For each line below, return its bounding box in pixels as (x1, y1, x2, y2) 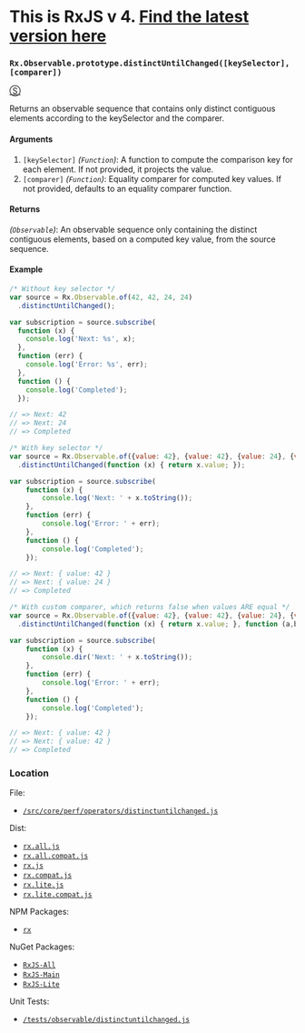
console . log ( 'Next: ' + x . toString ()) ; (42, 494, 193, 503)
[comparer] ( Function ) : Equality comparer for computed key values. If (22, 173, 281, 184)
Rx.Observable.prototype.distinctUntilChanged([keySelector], (9, 58, 290, 69)
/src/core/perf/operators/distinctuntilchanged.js (22, 807, 219, 816)
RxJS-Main (22, 970, 61, 979)
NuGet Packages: (9, 941, 75, 952)
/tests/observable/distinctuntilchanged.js (22, 1016, 191, 1025)
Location (9, 767, 50, 779)
